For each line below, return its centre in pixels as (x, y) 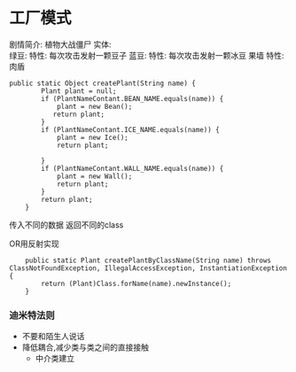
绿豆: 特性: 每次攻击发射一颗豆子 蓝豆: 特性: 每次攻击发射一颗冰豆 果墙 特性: (147, 55)
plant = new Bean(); (94, 106)
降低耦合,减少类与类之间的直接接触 (85, 347)
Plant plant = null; (79, 91)
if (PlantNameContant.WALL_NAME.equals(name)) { (132, 168)
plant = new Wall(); (94, 176)
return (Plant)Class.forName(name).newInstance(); (136, 283)
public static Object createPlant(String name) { (103, 83)
